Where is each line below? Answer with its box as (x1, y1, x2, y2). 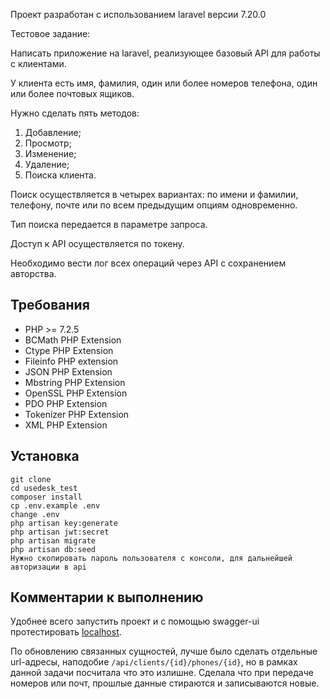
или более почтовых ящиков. (10, 88, 135, 99)
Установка (10, 448, 80, 465)
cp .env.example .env (10, 500, 101, 511)
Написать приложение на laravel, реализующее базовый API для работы (10, 47, 321, 59)
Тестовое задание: (10, 28, 91, 39)
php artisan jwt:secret (10, 527, 110, 537)
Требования (10, 297, 90, 314)
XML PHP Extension (24, 419, 108, 431)
